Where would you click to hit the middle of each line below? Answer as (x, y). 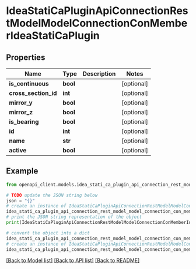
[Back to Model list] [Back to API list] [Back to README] (73, 261)
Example (22, 171)
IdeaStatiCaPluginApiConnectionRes (97, 11)
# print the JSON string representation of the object (74, 217)
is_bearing (24, 122)
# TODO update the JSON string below (52, 195)
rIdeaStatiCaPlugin (53, 36)
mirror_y (21, 103)
